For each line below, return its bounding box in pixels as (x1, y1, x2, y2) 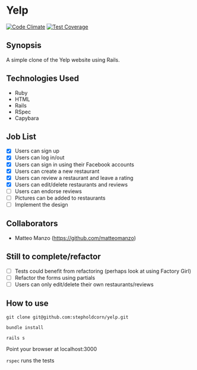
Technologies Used (6, 74, 79, 84)
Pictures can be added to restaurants (14, 194, 106, 201)
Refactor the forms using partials (14, 274, 96, 281)
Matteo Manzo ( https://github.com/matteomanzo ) (14, 234, 136, 241)
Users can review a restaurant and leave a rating (14, 174, 134, 181)
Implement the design (14, 201, 68, 208)
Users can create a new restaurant (14, 167, 100, 175)
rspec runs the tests (6, 357, 55, 364)
